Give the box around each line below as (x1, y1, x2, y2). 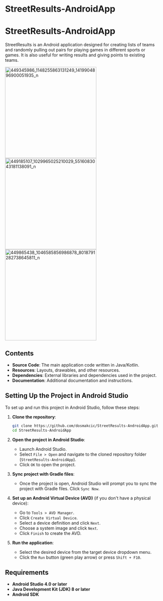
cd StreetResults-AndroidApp (12, 428, 72, 433)
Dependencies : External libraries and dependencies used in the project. (12, 372, 157, 378)
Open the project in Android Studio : (12, 437, 85, 442)
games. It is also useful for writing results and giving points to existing (5, 52, 145, 58)
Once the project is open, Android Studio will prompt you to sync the (19, 480, 157, 486)
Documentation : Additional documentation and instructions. (12, 377, 133, 383)
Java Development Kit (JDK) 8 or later (12, 586, 91, 592)
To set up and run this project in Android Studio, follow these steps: (5, 405, 140, 410)
